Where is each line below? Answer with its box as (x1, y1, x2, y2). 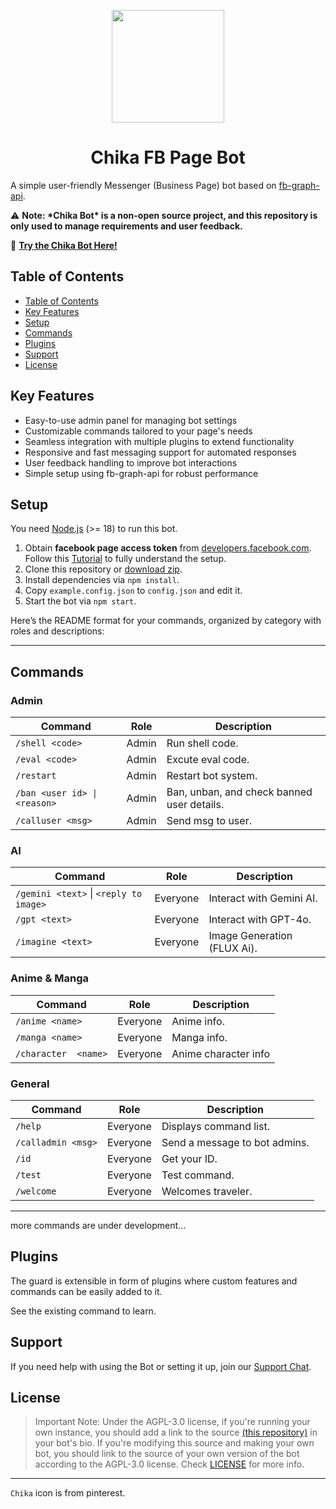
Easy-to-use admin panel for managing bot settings (24, 414, 238, 426)
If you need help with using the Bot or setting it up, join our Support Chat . (10, 1360, 312, 1372)
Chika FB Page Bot (90, 146, 246, 169)
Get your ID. (161, 1151, 218, 1165)
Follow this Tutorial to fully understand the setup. (24, 553, 227, 565)
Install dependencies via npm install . (24, 574, 180, 586)
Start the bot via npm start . (24, 595, 137, 607)
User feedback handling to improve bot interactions (24, 456, 238, 469)
